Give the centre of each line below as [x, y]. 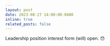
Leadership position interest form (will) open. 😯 [55, 38]
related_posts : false [28, 24]
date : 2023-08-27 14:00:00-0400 [39, 15]
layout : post [19, 10]
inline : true [19, 19]
